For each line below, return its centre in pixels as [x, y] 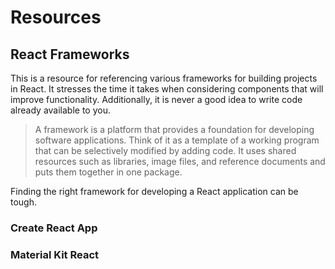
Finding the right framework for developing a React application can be [154, 191]
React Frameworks [70, 54]
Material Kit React [55, 254]
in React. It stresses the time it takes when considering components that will [167, 89]
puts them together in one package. [108, 172]
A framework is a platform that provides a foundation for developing [174, 129]
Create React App [54, 228]
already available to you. [60, 110]
